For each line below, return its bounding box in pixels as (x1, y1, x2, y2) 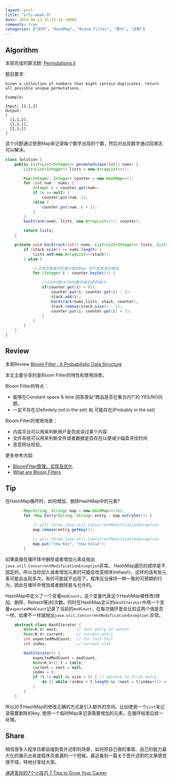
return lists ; (24, 228, 54, 233)
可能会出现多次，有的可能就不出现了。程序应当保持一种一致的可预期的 (9, 575, 158, 582)
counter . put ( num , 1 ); (41, 195, 88, 201)
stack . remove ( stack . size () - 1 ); (51, 304, 123, 309)
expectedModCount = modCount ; (32, 655, 97, 661)
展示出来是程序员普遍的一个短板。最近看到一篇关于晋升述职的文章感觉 (18, 752, 167, 758)
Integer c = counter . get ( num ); (32, 186, 100, 191)
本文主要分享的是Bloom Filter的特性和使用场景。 (5, 372, 107, 378)
